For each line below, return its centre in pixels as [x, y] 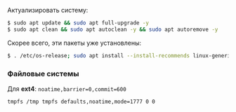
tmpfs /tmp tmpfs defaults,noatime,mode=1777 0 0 [81, 101]
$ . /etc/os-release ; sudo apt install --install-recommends [99, 55]
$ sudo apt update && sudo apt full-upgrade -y [78, 23]
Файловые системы [43, 73]
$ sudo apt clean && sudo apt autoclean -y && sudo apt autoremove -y [113, 29]
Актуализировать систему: [48, 10]
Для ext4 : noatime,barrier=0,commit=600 [67, 89]
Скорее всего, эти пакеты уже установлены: [74, 43]
